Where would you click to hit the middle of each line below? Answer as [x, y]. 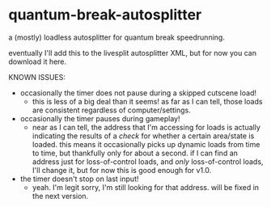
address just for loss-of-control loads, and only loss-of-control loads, [148, 161]
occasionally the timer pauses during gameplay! [100, 118]
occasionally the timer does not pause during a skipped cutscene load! [138, 93]
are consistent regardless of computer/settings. [112, 110]
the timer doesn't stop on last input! [79, 179]
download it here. [38, 61]
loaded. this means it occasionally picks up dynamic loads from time [146, 144]
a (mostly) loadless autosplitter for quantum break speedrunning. [116, 37]
